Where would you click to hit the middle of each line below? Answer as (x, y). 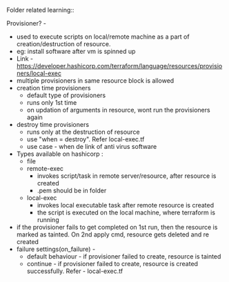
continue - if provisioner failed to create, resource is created (112, 264)
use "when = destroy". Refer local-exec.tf (86, 139)
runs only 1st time (52, 102)
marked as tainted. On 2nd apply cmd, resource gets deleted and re (113, 234)
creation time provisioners (53, 88)
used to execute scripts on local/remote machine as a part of (103, 37)
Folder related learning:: (40, 10)
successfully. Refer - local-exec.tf (75, 271)
